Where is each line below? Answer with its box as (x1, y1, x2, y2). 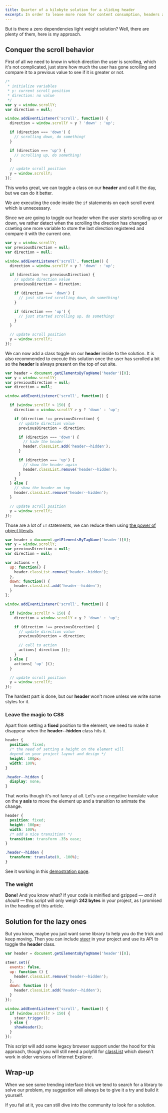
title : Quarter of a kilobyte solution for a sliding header (5, 7, 135, 13)
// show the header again (23, 462, 77, 467)
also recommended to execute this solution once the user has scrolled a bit (5, 356, 160, 362)
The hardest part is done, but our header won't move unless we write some (5, 693, 161, 699)
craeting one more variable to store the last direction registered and (5, 226, 144, 232)
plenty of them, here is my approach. (5, 31, 81, 37)
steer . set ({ (5, 960, 30, 965)
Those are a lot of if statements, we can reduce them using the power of (5, 522, 156, 528)
